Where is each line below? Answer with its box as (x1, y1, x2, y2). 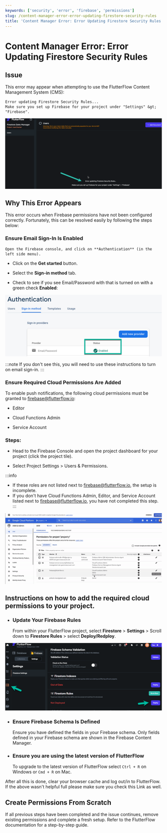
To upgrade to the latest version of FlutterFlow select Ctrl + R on (12, 763, 147, 770)
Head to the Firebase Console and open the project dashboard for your (12, 448, 158, 454)
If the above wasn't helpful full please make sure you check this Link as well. (5, 784, 162, 790)
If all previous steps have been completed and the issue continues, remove (5, 812, 159, 818)
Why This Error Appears (5, 199, 82, 207)
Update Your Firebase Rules (12, 616, 81, 623)
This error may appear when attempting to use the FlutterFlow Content (5, 84, 150, 90)
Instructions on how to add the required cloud (5, 594, 150, 602)
